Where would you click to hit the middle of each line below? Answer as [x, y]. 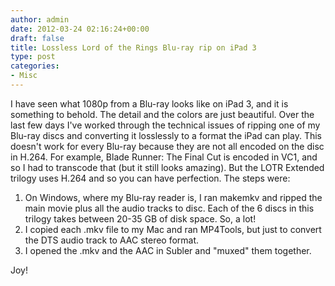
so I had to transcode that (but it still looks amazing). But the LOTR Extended [167, 167]
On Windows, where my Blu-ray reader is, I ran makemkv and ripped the [173, 197]
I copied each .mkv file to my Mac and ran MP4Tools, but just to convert [173, 229]
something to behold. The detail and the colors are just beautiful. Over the [162, 114]
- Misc [24, 76]
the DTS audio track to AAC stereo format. [112, 240]
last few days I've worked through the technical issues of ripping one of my [165, 125]
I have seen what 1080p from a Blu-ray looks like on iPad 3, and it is [149, 103]
